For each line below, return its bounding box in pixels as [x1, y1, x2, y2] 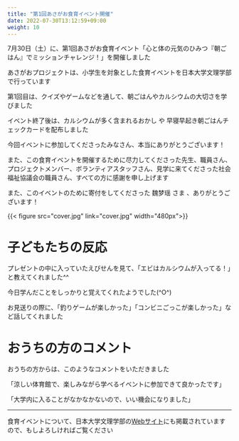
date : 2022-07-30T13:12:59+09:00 [7, 17, 107, 24]
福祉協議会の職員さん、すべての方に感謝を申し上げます [7, 173, 169, 182]
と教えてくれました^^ [7, 273, 70, 282]
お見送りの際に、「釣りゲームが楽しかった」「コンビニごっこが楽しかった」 [7, 303, 225, 312]
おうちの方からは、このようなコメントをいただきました [7, 365, 169, 373]
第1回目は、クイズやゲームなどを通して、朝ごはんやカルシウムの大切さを [7, 92, 221, 101]
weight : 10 [7, 24, 40, 31]
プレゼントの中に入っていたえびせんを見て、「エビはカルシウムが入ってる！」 [7, 264, 231, 273]
